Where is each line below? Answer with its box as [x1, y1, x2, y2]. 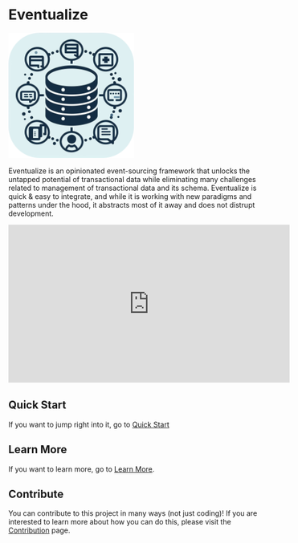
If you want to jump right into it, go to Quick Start [8, 419, 170, 429]
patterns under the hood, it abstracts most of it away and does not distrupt [8, 200, 255, 209]
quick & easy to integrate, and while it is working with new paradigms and [8, 191, 252, 201]
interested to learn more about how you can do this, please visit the [8, 517, 231, 527]
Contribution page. [8, 525, 71, 535]
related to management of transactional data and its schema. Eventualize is [8, 183, 257, 192]
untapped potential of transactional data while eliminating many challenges [8, 174, 256, 184]
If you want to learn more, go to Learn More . [8, 464, 155, 474]
